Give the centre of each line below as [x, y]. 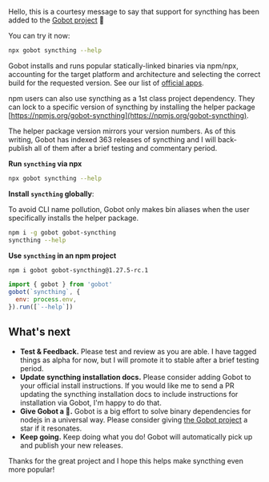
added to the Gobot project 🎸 [56, 20]
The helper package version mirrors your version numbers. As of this [122, 131]
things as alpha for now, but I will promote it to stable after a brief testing [139, 360]
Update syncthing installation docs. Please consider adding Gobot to [136, 377]
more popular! [32, 469]
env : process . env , [46, 300]
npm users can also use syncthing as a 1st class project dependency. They [132, 98]
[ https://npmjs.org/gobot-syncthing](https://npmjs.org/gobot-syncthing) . [129, 115]
